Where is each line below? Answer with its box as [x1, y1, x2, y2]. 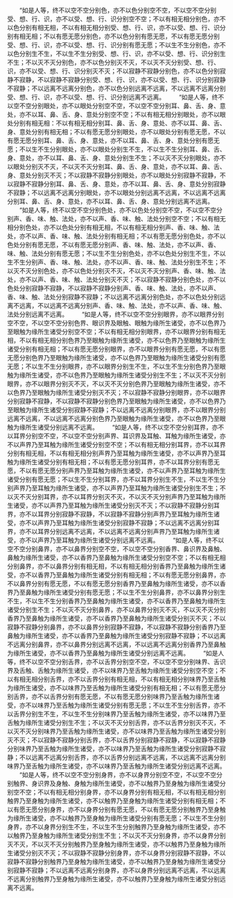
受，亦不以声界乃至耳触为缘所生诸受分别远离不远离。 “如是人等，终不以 [7, 536, 225, 544]
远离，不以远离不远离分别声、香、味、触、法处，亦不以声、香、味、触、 [19, 302, 226, 309]
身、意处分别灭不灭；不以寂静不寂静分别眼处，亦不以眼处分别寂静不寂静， [7, 171, 220, 179]
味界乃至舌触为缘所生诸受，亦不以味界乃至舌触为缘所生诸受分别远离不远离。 [7, 762, 226, 770]
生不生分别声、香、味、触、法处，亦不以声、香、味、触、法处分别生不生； [7, 258, 220, 266]
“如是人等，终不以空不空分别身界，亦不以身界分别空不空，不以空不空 [19, 771, 217, 778]
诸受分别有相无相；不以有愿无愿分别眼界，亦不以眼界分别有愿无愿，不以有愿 [7, 345, 226, 353]
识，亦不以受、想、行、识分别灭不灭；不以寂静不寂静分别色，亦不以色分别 [7, 67, 220, 75]
